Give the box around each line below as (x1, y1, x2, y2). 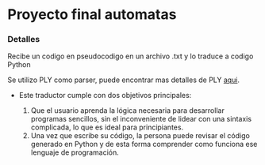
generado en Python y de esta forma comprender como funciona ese (30, 140, 258, 149)
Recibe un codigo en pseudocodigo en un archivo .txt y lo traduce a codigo (7, 51, 254, 61)
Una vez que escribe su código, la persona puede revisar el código (30, 131, 251, 141)
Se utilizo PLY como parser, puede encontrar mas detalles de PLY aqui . (7, 75, 240, 84)
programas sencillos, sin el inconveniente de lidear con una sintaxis (30, 114, 252, 124)
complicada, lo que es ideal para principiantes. (30, 122, 184, 132)
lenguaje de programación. (30, 148, 120, 157)
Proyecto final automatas (7, 6, 177, 24)
